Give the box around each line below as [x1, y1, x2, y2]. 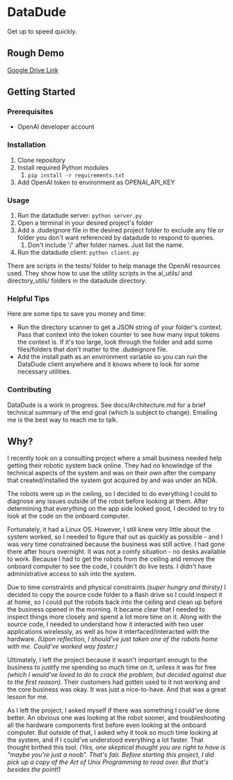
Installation [7, 140, 47, 150]
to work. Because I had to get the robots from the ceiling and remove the [7, 555, 216, 564]
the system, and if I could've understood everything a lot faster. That [7, 735, 204, 745]
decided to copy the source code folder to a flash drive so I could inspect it [7, 591, 223, 599]
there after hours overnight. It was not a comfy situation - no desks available [7, 548, 226, 556]
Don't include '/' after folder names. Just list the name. [27, 241, 184, 249]
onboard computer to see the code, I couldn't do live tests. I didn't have [7, 562, 212, 571]
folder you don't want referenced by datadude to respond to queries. [17, 234, 215, 242]
